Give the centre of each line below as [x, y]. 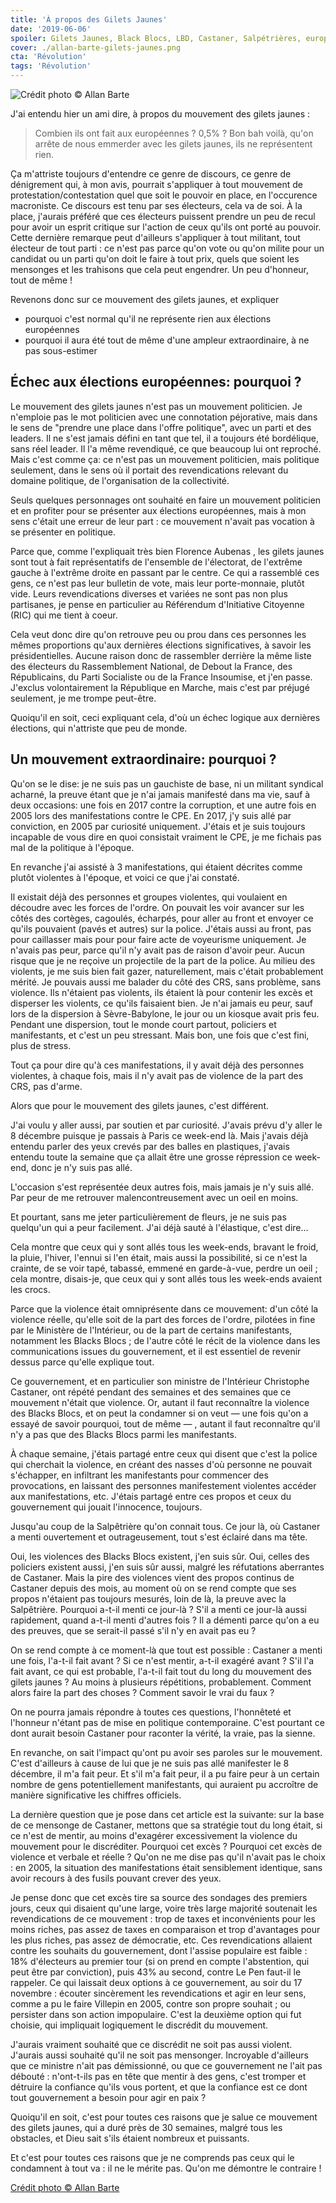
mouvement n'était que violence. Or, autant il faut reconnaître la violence [160, 1402]
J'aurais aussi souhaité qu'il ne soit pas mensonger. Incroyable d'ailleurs [159, 2055]
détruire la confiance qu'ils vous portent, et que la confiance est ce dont [159, 2087]
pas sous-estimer [61, 350]
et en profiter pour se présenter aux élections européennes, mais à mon [158, 510]
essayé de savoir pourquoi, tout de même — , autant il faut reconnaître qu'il [165, 1423]
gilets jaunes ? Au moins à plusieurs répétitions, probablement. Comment [161, 1682]
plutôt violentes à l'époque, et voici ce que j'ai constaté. [125, 877]
